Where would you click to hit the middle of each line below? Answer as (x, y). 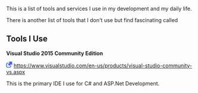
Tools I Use (27, 39)
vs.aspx (16, 72)
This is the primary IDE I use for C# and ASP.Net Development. (83, 83)
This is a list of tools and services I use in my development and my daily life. (99, 9)
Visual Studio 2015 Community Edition (55, 53)
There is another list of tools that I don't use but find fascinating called (92, 20)
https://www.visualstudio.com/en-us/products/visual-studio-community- (103, 66)
